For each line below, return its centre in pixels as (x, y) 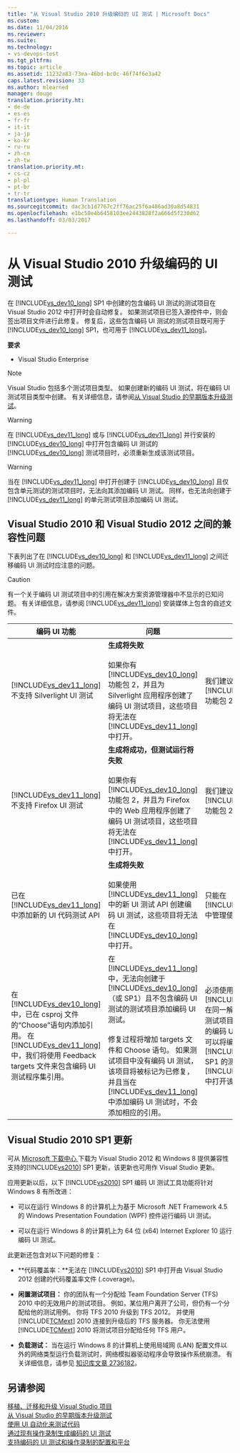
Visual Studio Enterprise (53, 359)
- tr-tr (19, 194)
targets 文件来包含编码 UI (54, 1066)
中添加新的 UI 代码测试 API (55, 915)
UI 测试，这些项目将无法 (157, 915)
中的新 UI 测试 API (138, 904)
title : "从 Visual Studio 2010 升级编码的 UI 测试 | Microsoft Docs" (109, 14)
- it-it (19, 127)
